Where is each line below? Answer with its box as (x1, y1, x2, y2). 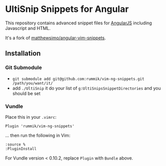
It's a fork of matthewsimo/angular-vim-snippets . (5, 35, 106, 41)
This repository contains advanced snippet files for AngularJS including (5, 20, 152, 26)
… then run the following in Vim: (5, 132, 71, 138)
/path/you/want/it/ (12, 81, 53, 85)
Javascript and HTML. (5, 25, 51, 31)
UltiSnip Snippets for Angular (5, 3, 129, 15)
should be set (12, 90, 41, 96)
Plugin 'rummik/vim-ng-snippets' (5, 123, 75, 129)
